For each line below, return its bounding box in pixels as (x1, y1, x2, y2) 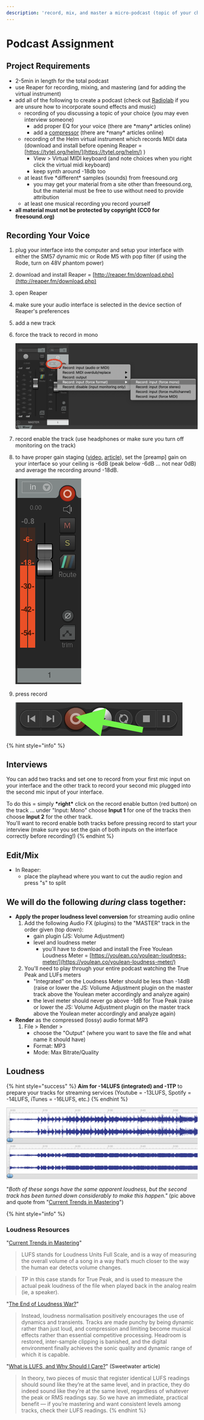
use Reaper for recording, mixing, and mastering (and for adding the (15, 83, 186, 91)
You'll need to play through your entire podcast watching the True (24, 965, 189, 972)
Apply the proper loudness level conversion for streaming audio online (15, 913, 195, 920)
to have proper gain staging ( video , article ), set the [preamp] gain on (15, 453, 187, 460)
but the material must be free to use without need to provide (33, 187, 184, 194)
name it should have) (33, 1036, 86, 1043)
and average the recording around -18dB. (15, 466, 118, 474)
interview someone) (24, 116, 74, 123)
